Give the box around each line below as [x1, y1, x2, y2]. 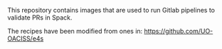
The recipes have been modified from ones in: [7, 27, 143, 35]
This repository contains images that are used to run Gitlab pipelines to [7, 6, 216, 14]
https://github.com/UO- [144, 27, 213, 35]
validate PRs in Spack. [7, 13, 73, 22]
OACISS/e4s [7, 34, 44, 43]
